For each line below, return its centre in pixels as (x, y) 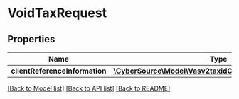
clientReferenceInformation (59, 71)
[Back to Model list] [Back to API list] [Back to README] (89, 88)
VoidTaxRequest (57, 13)
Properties (31, 39)
